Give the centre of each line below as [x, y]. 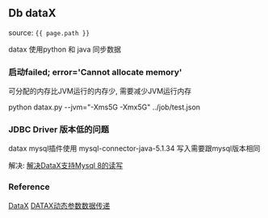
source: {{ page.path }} [49, 32]
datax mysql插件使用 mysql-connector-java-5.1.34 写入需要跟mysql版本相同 [134, 149]
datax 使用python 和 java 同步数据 [65, 49]
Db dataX [32, 13]
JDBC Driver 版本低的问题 [59, 130]
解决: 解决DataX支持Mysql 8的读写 [66, 166]
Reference [29, 187]
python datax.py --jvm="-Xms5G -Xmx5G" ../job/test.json [104, 107]
